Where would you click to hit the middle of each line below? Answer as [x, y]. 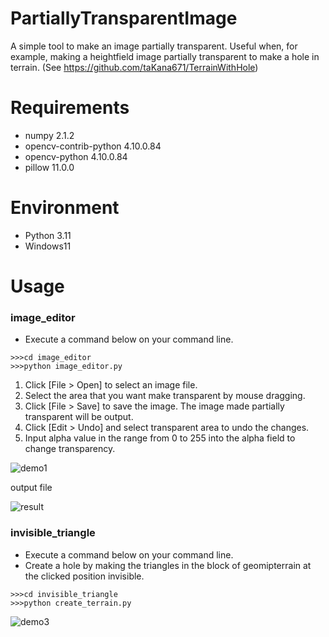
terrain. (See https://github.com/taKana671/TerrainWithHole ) [134, 67]
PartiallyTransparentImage [124, 18]
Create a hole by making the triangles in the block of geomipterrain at [168, 565]
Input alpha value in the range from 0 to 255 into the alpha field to [160, 438]
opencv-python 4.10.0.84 [76, 156]
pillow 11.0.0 [49, 167]
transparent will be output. [79, 417]
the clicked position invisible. [84, 576]
